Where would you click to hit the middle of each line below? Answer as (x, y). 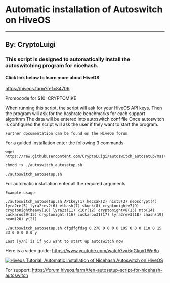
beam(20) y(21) (21, 219)
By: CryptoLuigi (30, 45)
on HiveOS (28, 20)
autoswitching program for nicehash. (52, 66)
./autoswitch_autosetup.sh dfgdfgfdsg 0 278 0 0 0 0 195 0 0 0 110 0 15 (83, 228)
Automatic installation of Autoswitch (84, 9)
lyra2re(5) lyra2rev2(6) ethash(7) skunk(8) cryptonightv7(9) (72, 206)
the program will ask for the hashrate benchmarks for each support (75, 114)
